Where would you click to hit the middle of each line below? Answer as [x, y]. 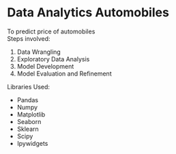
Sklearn [28, 129]
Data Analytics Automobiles [88, 13]
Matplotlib [31, 114]
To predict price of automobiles [51, 31]
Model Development [45, 66]
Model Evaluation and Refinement [64, 74]
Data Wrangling [39, 52]
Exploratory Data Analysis [53, 59]
